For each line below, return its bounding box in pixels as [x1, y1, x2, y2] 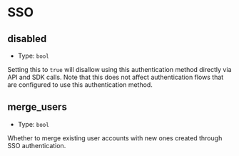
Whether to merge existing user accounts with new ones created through [7, 133, 223, 142]
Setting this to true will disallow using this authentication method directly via [7, 66, 232, 73]
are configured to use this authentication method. [7, 80, 153, 89]
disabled [7, 33, 47, 45]
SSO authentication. [7, 141, 66, 150]
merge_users [7, 101, 68, 113]
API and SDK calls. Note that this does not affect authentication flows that [7, 73, 224, 81]
